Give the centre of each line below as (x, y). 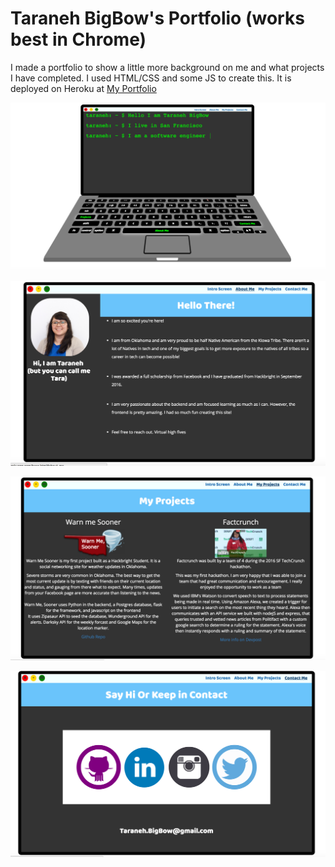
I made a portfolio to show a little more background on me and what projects (167, 67)
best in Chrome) (78, 39)
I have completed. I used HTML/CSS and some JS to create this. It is (151, 78)
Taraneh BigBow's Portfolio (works (157, 18)
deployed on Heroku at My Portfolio (83, 88)
